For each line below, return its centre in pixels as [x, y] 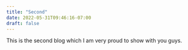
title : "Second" [27, 12]
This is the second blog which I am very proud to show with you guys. [94, 41]
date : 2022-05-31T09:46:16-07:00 [49, 18]
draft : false [23, 23]
